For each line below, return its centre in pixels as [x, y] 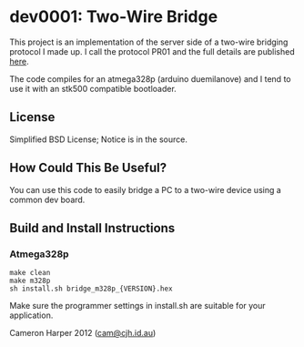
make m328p [30, 281]
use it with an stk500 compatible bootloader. [93, 88]
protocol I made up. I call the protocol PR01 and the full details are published [152, 51]
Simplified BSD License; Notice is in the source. [99, 139]
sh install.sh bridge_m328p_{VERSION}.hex [91, 289]
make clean [30, 273]
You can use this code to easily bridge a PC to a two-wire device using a [146, 189]
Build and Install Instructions [92, 228]
